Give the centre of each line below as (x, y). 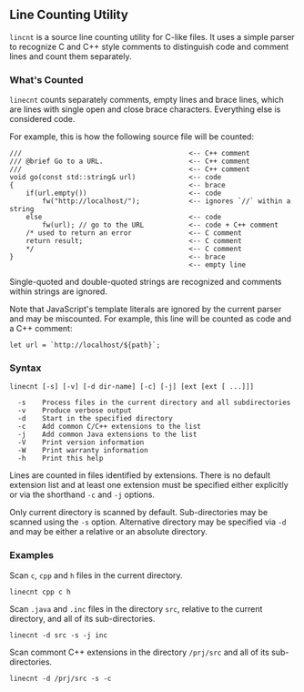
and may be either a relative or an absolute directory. (108, 532)
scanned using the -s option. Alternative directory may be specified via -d (148, 522)
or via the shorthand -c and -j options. (82, 494)
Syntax (25, 368)
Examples (32, 555)
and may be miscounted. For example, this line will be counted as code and (151, 319)
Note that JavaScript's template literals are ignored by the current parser (146, 310)
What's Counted (46, 79)
